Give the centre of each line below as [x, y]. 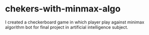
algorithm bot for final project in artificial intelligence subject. [67, 27]
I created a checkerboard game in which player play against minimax [75, 22]
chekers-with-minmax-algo [63, 9]
